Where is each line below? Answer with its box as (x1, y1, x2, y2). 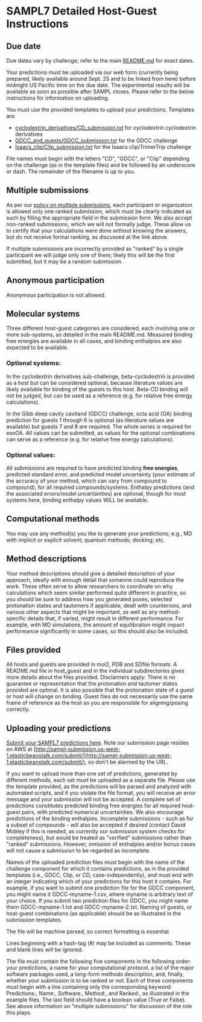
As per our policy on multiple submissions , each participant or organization (6, 201, 193, 209)
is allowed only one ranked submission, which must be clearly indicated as (6, 207, 192, 215)
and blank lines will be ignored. (6, 946, 83, 953)
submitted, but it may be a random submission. (6, 257, 123, 265)
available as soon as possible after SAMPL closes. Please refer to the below (6, 88, 194, 95)
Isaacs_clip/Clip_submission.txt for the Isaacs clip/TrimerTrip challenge (14, 144, 192, 150)
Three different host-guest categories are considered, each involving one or (6, 324, 195, 332)
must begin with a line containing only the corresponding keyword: (6, 983, 172, 991)
